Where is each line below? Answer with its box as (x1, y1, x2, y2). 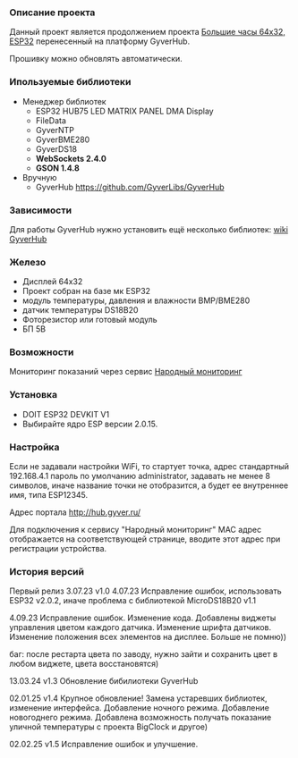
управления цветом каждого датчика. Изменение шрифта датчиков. (9, 622, 272, 633)
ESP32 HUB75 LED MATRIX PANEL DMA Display (35, 105, 214, 116)
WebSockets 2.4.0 (35, 153, 107, 164)
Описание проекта (9, 6, 96, 19)
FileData (35, 114, 67, 126)
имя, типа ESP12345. (9, 490, 89, 501)
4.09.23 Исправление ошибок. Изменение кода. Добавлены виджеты (9, 612, 277, 623)
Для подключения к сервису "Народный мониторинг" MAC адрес (9, 525, 262, 535)
